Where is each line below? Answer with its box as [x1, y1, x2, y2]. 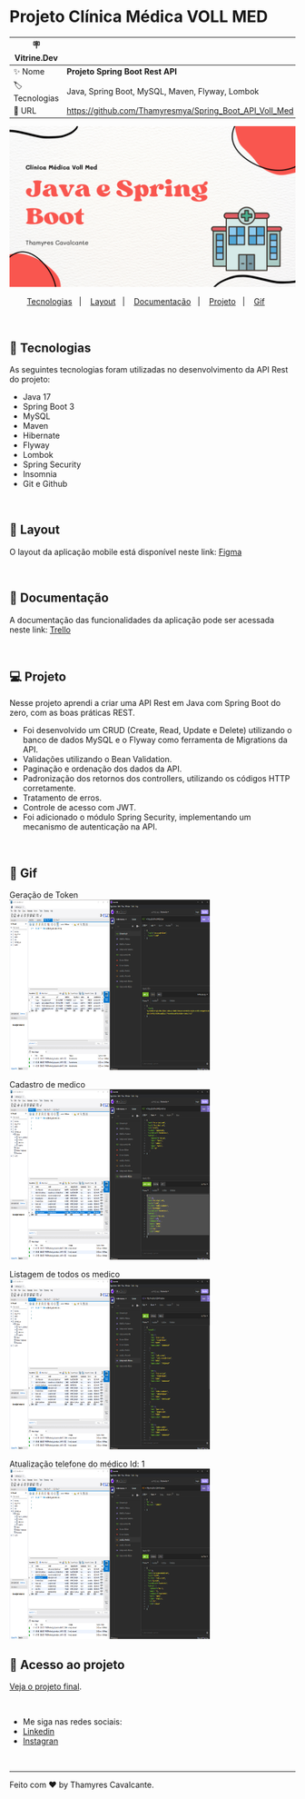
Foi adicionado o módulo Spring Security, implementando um [22, 811, 251, 823]
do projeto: [9, 374, 51, 384]
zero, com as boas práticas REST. [9, 707, 136, 719]
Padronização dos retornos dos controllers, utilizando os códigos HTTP [22, 773, 290, 784]
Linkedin [22, 1726, 55, 1737]
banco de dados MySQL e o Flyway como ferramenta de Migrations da [22, 734, 288, 746]
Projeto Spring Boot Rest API [66, 66, 178, 77]
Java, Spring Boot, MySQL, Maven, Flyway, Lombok [66, 85, 260, 96]
